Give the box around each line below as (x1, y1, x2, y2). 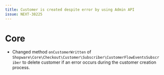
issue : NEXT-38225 (5, 12, 43, 17)
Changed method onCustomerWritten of (12, 49, 92, 55)
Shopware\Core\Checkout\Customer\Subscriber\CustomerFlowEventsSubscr (12, 55, 160, 60)
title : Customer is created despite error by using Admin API (5, 7, 135, 12)
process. (12, 65, 30, 71)
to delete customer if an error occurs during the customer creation (22, 59, 157, 65)
